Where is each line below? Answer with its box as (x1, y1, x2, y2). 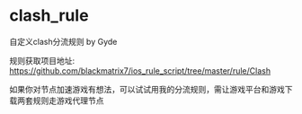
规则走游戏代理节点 (32, 95, 104, 106)
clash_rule (9, 5, 89, 26)
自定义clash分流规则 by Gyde (9, 36, 118, 47)
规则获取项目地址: (9, 55, 75, 66)
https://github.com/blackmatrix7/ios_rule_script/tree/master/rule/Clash (9, 65, 271, 76)
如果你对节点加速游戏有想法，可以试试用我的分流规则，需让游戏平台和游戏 (9, 83, 285, 94)
